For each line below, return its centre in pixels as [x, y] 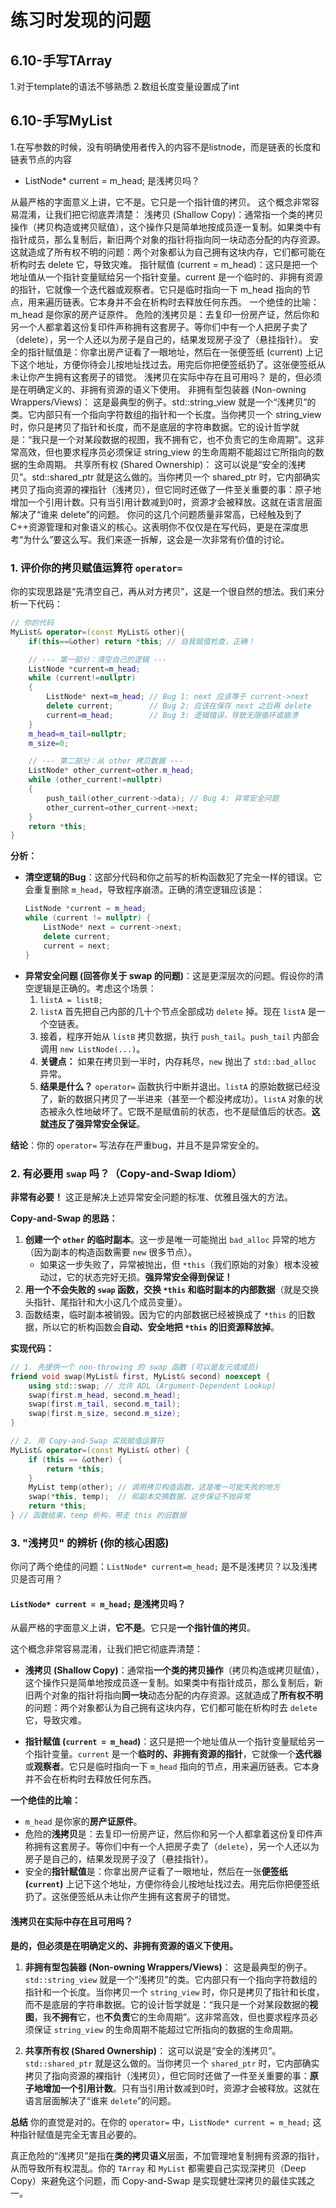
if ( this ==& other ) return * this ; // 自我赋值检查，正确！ [142, 641]
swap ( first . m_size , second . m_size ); [105, 1414]
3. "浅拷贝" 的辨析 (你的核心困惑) [90, 1543]
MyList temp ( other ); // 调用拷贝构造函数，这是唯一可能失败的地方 [154, 1487]
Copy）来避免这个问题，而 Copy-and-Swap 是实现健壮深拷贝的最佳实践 [158, 2180]
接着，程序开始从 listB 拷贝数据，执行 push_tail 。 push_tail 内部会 [179, 1036]
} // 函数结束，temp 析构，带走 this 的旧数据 [98, 1516]
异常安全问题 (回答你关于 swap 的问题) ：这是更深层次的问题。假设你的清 [174, 975]
